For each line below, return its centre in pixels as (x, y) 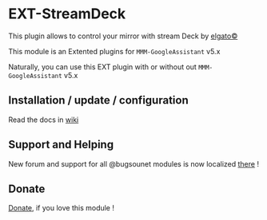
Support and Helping (61, 145)
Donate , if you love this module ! (61, 208)
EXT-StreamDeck (67, 14)
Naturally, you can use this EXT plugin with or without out (103, 67)
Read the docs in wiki (44, 120)
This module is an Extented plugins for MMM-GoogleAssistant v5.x (114, 51)
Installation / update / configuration (99, 100)
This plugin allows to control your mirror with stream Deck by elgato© (123, 36)
